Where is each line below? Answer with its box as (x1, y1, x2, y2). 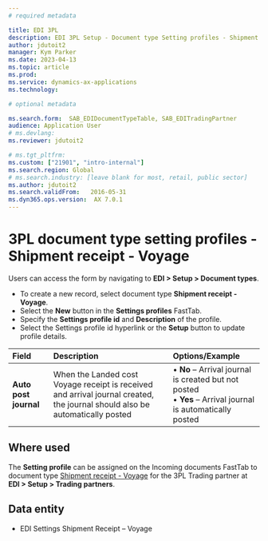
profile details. (19, 331, 68, 340)
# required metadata (8, 11, 77, 20)
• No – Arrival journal (172, 364, 251, 375)
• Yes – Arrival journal (172, 393, 255, 404)
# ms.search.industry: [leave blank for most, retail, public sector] (8, 173, 248, 181)
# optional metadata (8, 100, 77, 108)
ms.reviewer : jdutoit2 (8, 137, 84, 145)
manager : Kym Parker (8, 49, 77, 57)
